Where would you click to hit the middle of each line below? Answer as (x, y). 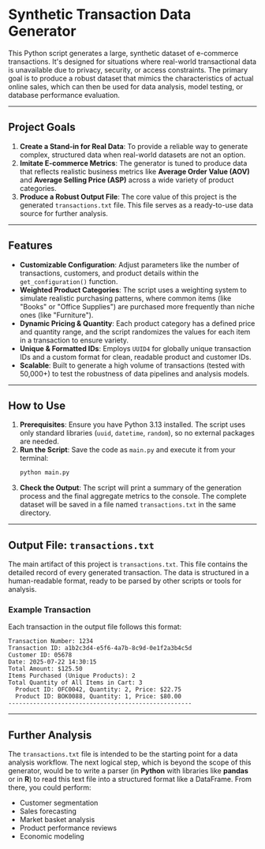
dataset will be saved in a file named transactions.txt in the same (128, 505)
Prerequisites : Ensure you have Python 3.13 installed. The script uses (132, 424)
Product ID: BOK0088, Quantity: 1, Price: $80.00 (98, 697)
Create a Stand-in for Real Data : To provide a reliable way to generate (134, 146)
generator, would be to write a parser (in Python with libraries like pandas (128, 771)
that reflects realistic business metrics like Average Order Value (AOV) (134, 171)
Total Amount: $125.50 (45, 669)
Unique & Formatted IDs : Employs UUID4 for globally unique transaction (135, 348)
